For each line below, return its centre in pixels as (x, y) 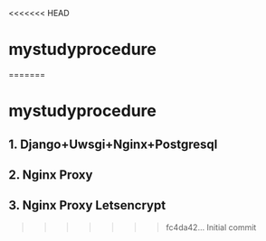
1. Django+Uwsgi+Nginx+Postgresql (113, 144)
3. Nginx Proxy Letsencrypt (87, 205)
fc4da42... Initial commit (211, 227)
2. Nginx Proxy (51, 175)
